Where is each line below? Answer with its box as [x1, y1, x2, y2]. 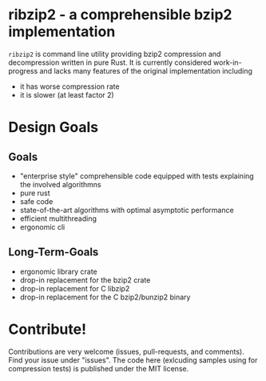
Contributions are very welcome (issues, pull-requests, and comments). [8, 347, 245, 356]
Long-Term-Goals [8, 246, 99, 259]
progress [8, 66, 38, 75]
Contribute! [8, 320, 86, 338]
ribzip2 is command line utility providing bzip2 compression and [8, 49, 221, 58]
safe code [19, 196, 54, 206]
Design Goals [8, 118, 98, 137]
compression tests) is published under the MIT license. [8, 363, 189, 373]
